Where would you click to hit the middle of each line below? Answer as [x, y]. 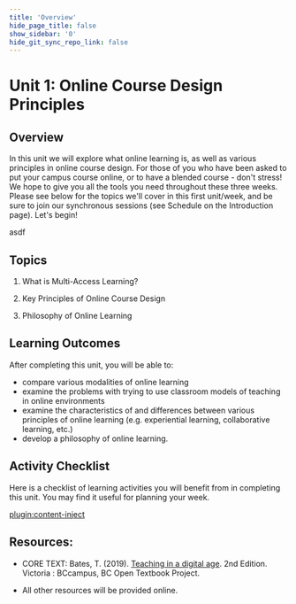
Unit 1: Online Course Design [116, 86]
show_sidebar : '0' [43, 34]
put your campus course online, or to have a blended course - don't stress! [146, 177]
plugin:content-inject [47, 514]
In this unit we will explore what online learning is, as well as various [133, 159]
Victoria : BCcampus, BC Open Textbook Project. [111, 573]
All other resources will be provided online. [100, 590]
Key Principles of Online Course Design [94, 298]
